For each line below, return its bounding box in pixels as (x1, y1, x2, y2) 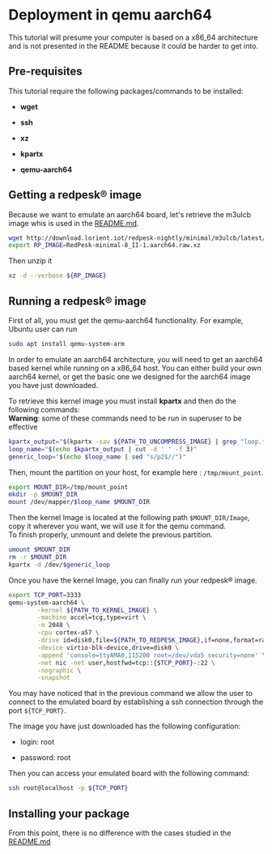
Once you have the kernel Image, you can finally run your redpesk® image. (8, 575, 257, 585)
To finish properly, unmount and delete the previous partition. (8, 530, 213, 540)
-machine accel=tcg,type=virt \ (37, 613, 147, 621)
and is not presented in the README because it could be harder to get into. (8, 41, 259, 50)
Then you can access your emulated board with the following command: (8, 768, 249, 779)
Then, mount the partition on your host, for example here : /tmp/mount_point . (8, 468, 264, 477)
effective (8, 421, 38, 431)
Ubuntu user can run (8, 324, 78, 334)
